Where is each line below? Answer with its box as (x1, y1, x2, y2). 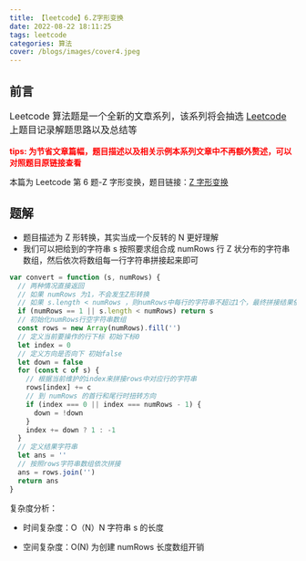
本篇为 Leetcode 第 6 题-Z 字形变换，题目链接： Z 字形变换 (9, 176, 229, 187)
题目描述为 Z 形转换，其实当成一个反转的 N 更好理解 (22, 232, 219, 243)
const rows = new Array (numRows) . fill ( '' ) (17, 324, 181, 333)
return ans (17, 476, 59, 485)
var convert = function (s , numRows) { (9, 273, 161, 282)
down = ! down (33, 408, 84, 418)
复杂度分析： (9, 503, 57, 514)
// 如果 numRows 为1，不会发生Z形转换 (17, 289, 150, 299)
